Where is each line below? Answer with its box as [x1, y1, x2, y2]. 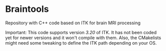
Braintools [5, 3, 49, 15]
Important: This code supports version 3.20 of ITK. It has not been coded [5, 29, 157, 35]
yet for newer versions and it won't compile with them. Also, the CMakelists [5, 35, 161, 41]
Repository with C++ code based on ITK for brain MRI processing [5, 20, 141, 26]
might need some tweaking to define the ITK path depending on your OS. [5, 40, 157, 46]
